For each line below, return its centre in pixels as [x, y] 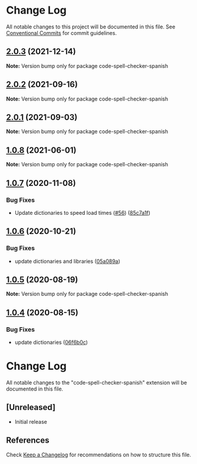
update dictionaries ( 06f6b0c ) [51, 342]
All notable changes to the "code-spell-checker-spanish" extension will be [97, 383]
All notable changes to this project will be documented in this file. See [91, 27]
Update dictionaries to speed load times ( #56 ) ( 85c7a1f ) [82, 212]
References [28, 441]
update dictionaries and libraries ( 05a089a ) [68, 261]
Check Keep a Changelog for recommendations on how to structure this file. [99, 455]
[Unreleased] [31, 407]
